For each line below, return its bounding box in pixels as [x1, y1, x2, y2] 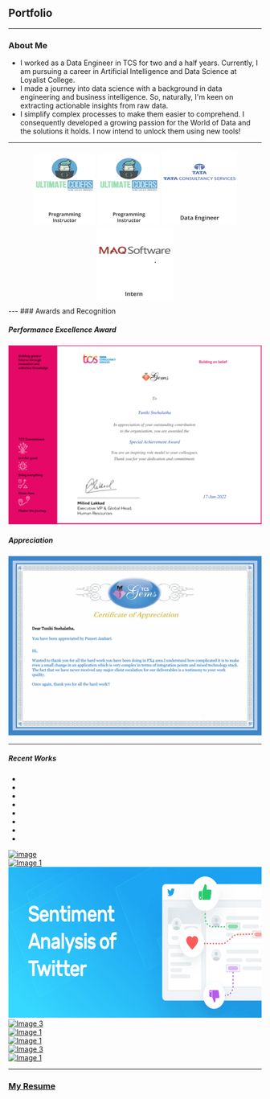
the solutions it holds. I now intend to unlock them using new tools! [19, 126, 241, 136]
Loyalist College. [19, 76, 76, 85]
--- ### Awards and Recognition [8, 306, 117, 316]
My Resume [8, 1081, 56, 1092]
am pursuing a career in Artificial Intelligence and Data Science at [19, 67, 237, 76]
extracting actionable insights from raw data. [19, 100, 169, 111]
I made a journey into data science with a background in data [19, 84, 223, 93]
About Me [8, 39, 48, 51]
